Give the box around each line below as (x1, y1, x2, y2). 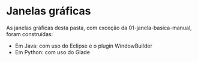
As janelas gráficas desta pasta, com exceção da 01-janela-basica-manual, (6, 24, 192, 31)
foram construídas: (6, 30, 53, 37)
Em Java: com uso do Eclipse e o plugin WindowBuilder (14, 42, 153, 49)
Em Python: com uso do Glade (14, 48, 90, 55)
